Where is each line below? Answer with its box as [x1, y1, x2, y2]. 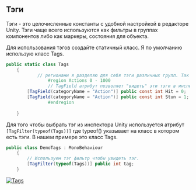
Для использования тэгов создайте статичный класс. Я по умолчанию [6, 44, 183, 51]
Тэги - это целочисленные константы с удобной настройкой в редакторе [6, 20, 189, 27]
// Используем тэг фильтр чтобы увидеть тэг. [27, 156, 140, 161]
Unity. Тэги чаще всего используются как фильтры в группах [6, 26, 158, 33]
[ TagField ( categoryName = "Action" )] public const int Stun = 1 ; [27, 94, 190, 100]
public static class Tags [6, 61, 69, 67]
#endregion [47, 99, 75, 105]
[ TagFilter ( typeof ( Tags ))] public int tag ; [27, 161, 134, 167]
